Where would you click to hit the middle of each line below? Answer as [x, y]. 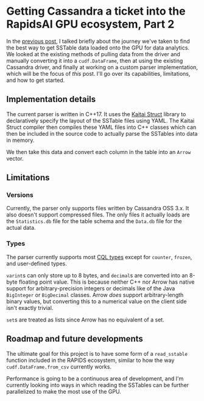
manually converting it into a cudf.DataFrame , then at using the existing [95, 61]
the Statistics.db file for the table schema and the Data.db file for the [94, 221]
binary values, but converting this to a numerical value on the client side [97, 301]
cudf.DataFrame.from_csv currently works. [59, 366]
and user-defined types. [37, 263]
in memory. [20, 140]
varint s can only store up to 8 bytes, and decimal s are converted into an [97, 275]
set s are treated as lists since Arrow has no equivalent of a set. [85, 320]
